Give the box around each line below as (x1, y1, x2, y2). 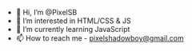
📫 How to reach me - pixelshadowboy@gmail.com (15, 33, 184, 43)
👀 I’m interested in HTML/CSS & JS (15, 16, 131, 25)
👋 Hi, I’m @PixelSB (15, 8, 78, 17)
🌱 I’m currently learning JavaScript (15, 25, 130, 33)
